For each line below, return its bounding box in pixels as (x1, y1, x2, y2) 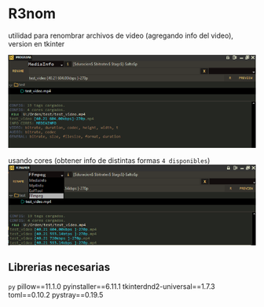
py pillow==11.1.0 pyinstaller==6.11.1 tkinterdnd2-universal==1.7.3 (8, 281, 215, 291)
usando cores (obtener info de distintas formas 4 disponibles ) (8, 156, 211, 165)
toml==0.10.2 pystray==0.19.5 (8, 290, 104, 299)
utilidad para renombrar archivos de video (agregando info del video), (8, 31, 234, 40)
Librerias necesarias (8, 261, 111, 274)
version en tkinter (8, 39, 65, 48)
